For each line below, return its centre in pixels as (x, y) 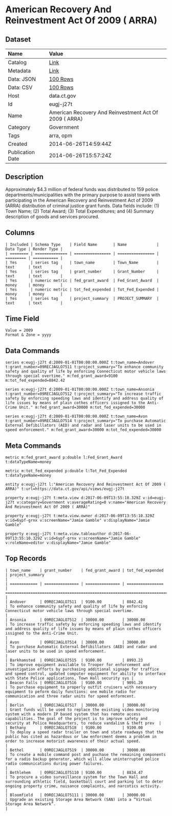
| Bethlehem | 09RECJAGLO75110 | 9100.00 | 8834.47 (74, 772)
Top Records (26, 558)
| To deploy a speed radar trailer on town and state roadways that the (84, 732)
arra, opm (61, 136)
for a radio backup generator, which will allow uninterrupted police (82, 759)
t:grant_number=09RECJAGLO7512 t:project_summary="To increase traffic (83, 394)
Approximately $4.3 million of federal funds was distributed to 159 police (82, 189)
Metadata (19, 71)
